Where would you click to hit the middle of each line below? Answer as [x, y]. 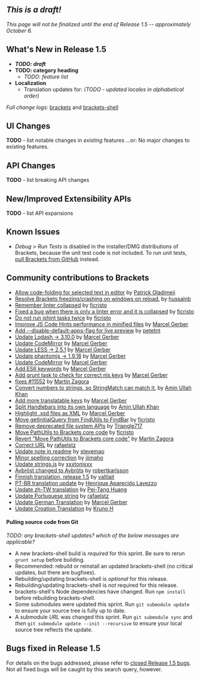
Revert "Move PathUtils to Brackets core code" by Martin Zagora [94, 439]
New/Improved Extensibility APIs [69, 199]
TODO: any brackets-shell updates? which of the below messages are [93, 535]
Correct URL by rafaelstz [45, 444]
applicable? [21, 541]
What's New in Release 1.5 [56, 49]
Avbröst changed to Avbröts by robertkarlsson [72, 470]
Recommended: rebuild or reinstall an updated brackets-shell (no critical [104, 566]
